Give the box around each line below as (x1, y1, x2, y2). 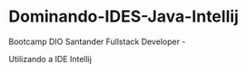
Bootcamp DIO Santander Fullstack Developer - (8, 36, 186, 47)
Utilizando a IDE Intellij (8, 53, 93, 64)
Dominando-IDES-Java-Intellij (8, 6, 240, 27)
